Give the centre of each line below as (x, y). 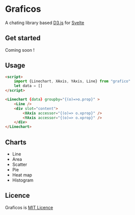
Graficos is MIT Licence (29, 207)
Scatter (20, 164)
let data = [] (28, 86)
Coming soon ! (20, 50)
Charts (16, 142)
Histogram (23, 180)
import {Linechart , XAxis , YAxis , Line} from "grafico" (72, 81)
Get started (23, 38)
